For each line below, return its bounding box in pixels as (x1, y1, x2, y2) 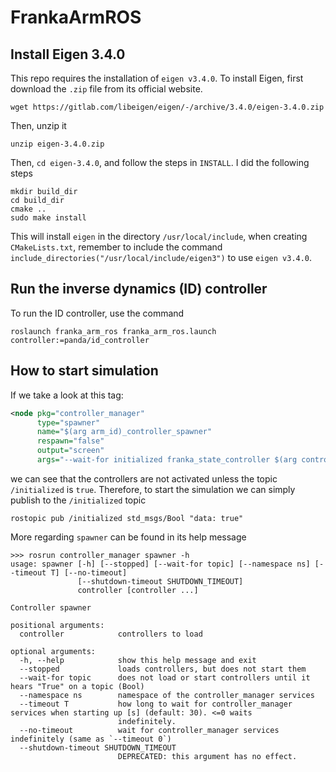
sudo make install (10, 213, 87, 223)
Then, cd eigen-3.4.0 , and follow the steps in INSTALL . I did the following (10, 157, 310, 168)
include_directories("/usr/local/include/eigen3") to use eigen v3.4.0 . (10, 252, 313, 263)
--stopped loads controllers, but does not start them (19, 664, 307, 674)
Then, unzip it (10, 120, 67, 131)
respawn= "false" (36, 436, 105, 446)
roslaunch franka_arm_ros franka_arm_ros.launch (10, 326, 217, 336)
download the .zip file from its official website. (10, 83, 203, 95)
